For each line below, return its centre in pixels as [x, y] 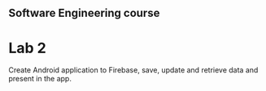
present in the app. [40, 79]
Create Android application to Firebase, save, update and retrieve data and [133, 70]
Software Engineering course [84, 13]
